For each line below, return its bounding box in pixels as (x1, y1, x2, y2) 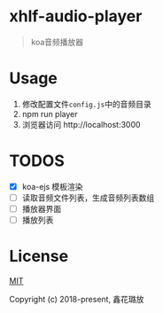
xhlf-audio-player (9, 6, 143, 27)
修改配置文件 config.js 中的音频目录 (21, 98, 152, 109)
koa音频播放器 (30, 36, 84, 47)
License (9, 246, 69, 267)
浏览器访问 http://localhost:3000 (21, 119, 141, 129)
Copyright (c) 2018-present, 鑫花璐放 (9, 294, 144, 304)
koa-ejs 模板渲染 (21, 181, 83, 192)
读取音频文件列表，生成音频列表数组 (21, 192, 155, 203)
